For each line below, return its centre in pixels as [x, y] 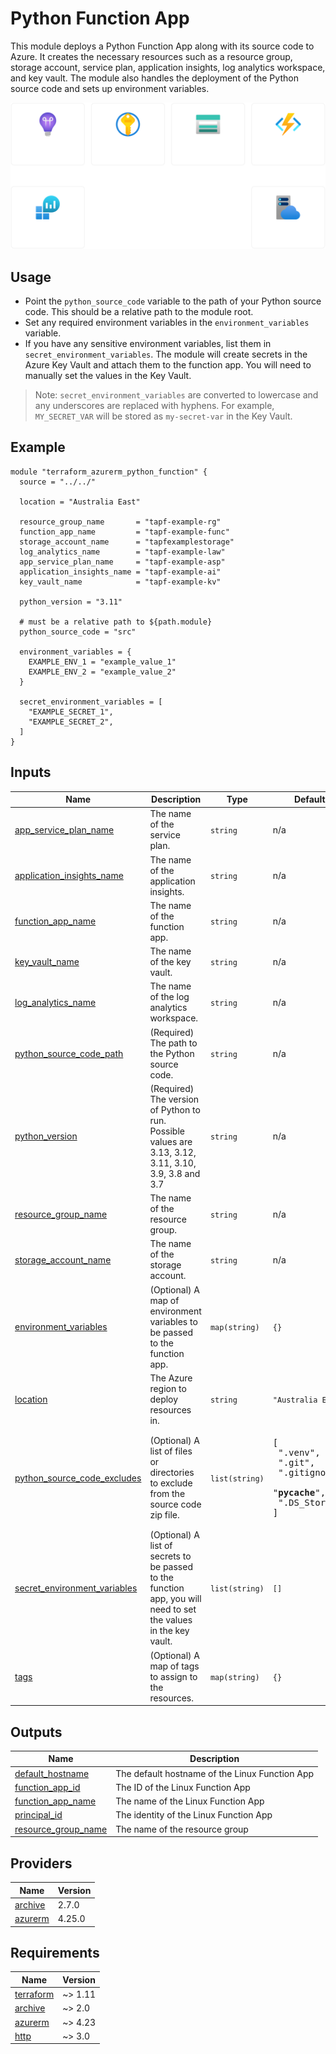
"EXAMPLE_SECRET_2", [71, 722]
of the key [170, 962]
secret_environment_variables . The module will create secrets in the [166, 354]
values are [171, 1141]
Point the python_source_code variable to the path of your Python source [173, 301]
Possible [167, 1131]
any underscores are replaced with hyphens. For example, [154, 406]
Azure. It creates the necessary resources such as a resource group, [151, 56]
